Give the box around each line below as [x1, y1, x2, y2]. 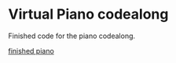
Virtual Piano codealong [8, 5, 169, 23]
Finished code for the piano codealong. [8, 31, 136, 40]
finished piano [8, 46, 55, 55]
